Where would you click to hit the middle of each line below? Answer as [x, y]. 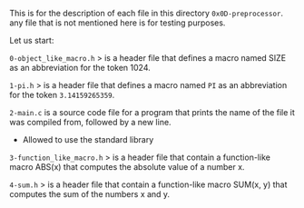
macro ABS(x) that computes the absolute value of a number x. [127, 167]
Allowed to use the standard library [88, 139]
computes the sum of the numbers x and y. [90, 194]
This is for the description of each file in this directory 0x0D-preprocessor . [147, 13]
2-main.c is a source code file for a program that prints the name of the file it [152, 112]
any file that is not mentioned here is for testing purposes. [118, 23]
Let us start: [32, 40]
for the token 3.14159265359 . [62, 95]
